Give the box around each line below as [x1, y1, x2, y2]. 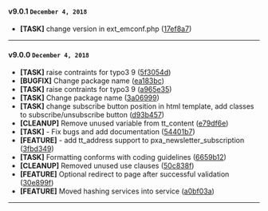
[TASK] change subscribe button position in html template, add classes [19, 102, 254, 111]
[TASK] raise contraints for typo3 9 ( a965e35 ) [19, 85, 172, 94]
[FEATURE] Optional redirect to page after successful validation [19, 169, 230, 179]
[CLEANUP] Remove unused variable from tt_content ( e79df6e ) [19, 118, 229, 128]
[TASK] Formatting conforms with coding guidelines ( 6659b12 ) [19, 153, 227, 162]
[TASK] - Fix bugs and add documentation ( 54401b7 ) [19, 127, 195, 137]
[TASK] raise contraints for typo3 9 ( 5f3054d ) [19, 68, 171, 78]
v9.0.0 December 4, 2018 [8, 50, 89, 59]
